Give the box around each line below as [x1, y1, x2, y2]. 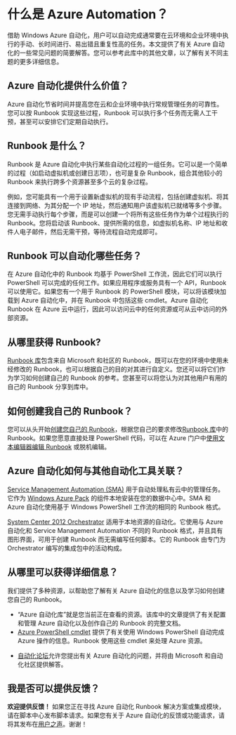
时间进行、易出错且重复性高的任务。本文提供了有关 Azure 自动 [44, 39, 225, 48]
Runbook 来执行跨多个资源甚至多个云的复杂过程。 [7, 177, 152, 186]
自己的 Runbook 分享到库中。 [7, 383, 93, 391]
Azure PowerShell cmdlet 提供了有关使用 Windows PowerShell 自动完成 [17, 628, 225, 636]
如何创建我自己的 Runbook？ [7, 405, 133, 417]
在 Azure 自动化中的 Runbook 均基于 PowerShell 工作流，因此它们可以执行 [7, 270, 223, 278]
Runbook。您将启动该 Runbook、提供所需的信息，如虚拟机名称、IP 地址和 [7, 218, 222, 227]
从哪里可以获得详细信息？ [7, 567, 118, 578]
